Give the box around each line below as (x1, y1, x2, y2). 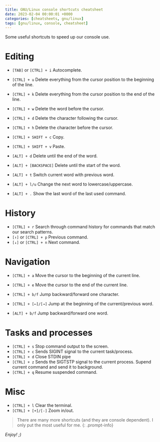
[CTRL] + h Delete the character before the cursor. (12, 125, 113, 130)
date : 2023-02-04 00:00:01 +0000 (5, 12, 73, 17)
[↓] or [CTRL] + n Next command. (12, 239, 80, 245)
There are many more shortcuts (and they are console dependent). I (17, 417, 153, 423)
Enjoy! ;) (5, 431, 22, 437)
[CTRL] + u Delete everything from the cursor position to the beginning (12, 76, 154, 83)
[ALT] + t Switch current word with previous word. (12, 172, 115, 178)
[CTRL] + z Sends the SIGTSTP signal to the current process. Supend (12, 359, 152, 365)
